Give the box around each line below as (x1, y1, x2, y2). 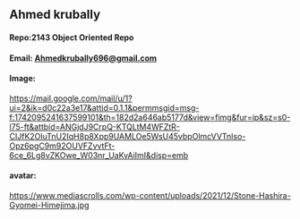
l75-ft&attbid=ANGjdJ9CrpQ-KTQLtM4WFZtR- (9, 121, 181, 132)
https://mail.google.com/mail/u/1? (9, 93, 133, 104)
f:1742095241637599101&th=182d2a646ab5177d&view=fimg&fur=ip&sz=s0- (9, 112, 291, 122)
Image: (9, 73, 36, 84)
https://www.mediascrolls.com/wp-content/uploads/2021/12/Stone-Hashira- (9, 190, 291, 200)
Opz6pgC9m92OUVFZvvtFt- (9, 140, 116, 151)
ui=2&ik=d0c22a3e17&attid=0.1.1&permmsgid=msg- (9, 102, 200, 113)
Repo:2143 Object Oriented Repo (9, 31, 134, 43)
